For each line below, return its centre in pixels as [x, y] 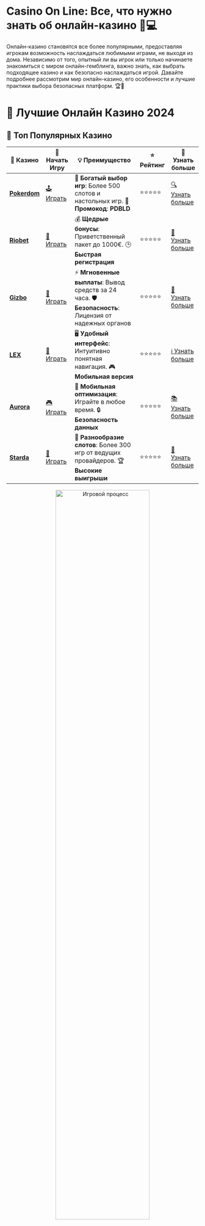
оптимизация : [96, 394]
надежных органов [103, 323]
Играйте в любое [100, 401]
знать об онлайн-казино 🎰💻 [82, 25]
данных [86, 427]
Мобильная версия [104, 376]
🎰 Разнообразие [99, 437]
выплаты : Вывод [99, 282]
